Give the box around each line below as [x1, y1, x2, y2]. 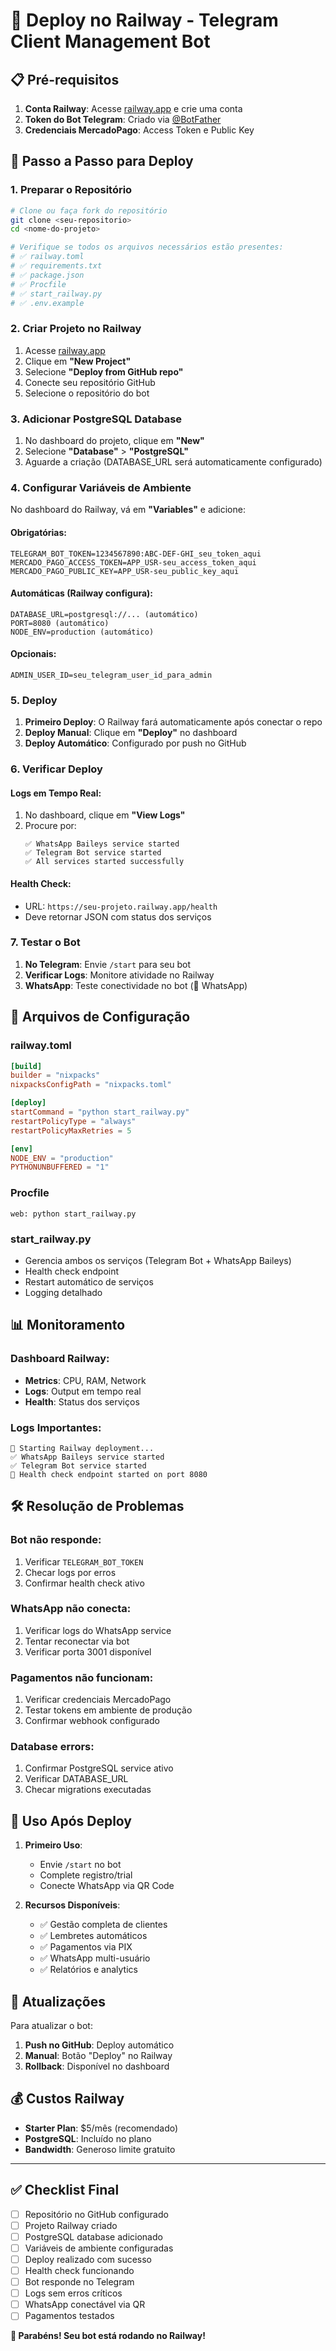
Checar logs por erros [24, 1566, 117, 1578]
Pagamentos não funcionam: [10, 1670, 154, 1684]
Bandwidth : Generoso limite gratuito [24, 2143, 176, 2155]
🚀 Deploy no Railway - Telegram [10, 9, 279, 32]
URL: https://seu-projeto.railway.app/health [24, 900, 218, 912]
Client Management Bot [10, 30, 211, 53]
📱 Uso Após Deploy [10, 1812, 133, 1829]
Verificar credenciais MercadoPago [24, 1694, 172, 1706]
